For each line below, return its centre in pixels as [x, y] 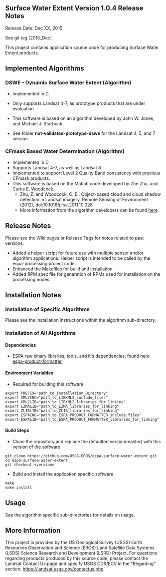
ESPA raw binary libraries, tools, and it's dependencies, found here [81, 356]
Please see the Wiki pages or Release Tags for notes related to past [75, 238]
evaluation [23, 108]
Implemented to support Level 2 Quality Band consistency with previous [86, 173]
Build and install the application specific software [63, 474]
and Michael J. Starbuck [37, 123]
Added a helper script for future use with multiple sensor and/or [78, 253]
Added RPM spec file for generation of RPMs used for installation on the [86, 274]
